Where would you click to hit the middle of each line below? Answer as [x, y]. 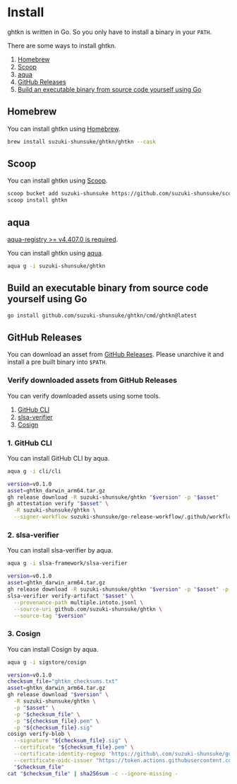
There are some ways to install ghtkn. [62, 45]
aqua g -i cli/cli [34, 471]
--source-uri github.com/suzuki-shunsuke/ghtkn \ [88, 609]
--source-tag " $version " [50, 616]
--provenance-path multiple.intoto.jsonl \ [78, 602]
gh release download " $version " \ [58, 695]
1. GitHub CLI [30, 443]
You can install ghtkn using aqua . [55, 253]
